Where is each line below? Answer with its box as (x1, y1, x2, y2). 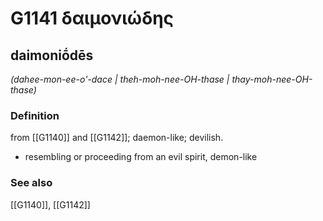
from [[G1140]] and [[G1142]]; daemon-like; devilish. (10, 132, 224, 144)
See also (10, 176, 53, 190)
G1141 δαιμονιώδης (10, 7, 175, 30)
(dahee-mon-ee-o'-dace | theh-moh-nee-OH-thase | (10, 73, 230, 85)
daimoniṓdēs (10, 47, 94, 64)
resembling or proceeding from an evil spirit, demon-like (24, 151, 258, 163)
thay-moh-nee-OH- (231, 73, 313, 85)
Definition (10, 108, 60, 122)
